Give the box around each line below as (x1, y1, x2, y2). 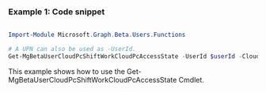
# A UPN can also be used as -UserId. (8, 46, 136, 53)
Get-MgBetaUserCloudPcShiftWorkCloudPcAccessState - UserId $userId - (8, 53, 243, 61)
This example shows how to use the (8, 66, 125, 76)
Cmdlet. (178, 75, 204, 84)
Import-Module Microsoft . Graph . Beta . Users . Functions (8, 31, 186, 39)
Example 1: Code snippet (8, 6, 105, 17)
